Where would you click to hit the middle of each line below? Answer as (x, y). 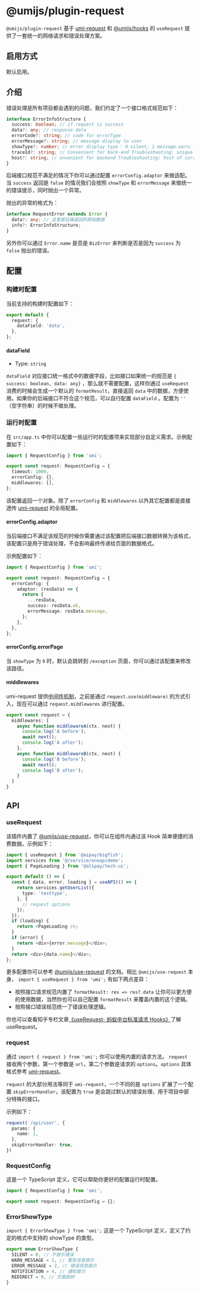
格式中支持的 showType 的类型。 (57, 1238)
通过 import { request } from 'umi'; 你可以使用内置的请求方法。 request (97, 1056)
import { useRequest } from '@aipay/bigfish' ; (65, 855)
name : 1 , (28, 1134)
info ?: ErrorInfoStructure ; (46, 225)
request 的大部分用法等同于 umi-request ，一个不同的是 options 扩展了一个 (97, 1084)
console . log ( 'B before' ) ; (54, 759)
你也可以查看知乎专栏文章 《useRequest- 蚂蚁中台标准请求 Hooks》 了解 (94, 1019)
